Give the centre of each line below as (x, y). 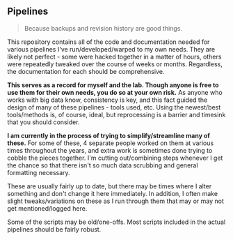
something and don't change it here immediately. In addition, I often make (112, 193)
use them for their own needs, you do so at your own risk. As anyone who (115, 92)
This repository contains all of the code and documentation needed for (109, 42)
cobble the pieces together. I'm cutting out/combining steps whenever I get (115, 158)
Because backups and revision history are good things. (103, 28)
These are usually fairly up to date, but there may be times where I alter (110, 186)
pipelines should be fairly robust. (54, 229)
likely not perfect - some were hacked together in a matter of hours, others (114, 57)
